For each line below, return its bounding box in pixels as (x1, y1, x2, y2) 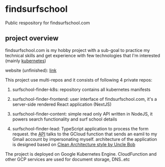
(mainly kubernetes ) (5, 58, 46, 64)
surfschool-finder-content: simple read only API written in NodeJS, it (12, 111, 153, 117)
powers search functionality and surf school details (12, 116, 117, 122)
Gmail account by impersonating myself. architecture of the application (12, 136, 158, 142)
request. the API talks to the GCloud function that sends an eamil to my (12, 131, 158, 137)
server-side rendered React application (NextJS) (12, 101, 112, 107)
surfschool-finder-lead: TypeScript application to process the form (12, 125, 149, 131)
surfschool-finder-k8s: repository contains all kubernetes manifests (12, 86, 151, 92)
